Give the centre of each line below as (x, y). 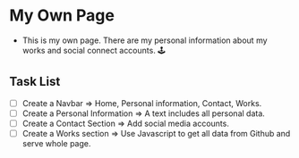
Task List (35, 82)
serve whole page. (56, 143)
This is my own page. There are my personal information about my (145, 40)
